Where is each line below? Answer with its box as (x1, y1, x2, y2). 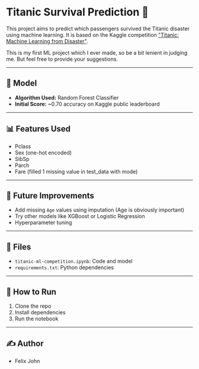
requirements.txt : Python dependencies (14, 264, 114, 271)
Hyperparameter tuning (14, 219, 72, 226)
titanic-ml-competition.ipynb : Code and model (14, 258, 133, 265)
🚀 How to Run (6, 286, 57, 297)
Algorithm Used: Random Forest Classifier (14, 94, 119, 101)
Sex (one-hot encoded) (14, 149, 72, 156)
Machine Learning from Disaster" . (6, 37, 88, 45)
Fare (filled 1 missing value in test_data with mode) (14, 168, 138, 175)
